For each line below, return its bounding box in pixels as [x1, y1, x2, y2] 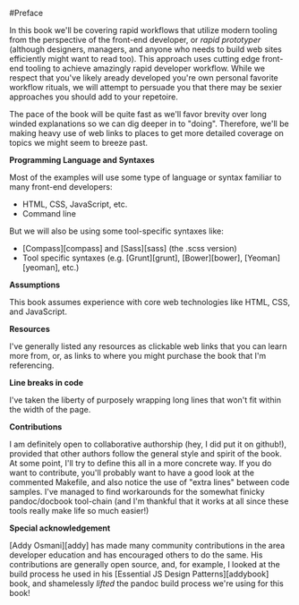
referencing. [9, 360, 55, 371]
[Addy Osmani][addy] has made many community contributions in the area [9, 541, 286, 550]
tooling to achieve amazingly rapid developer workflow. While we [25, 63, 266, 73]
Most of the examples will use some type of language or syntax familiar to [9, 172, 282, 183]
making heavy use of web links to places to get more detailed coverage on [9, 128, 285, 138]
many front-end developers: [9, 182, 114, 192]
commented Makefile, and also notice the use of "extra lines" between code [9, 477, 290, 487]
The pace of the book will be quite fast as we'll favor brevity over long [9, 109, 267, 119]
